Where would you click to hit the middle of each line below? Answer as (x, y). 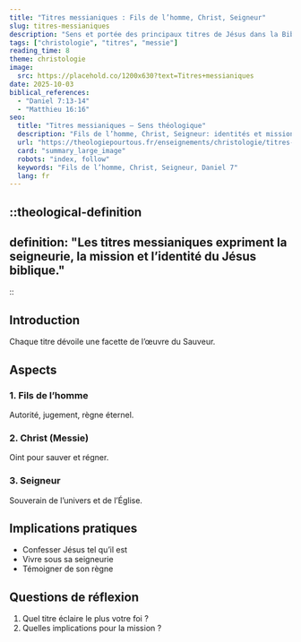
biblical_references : (50, 92)
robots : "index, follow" (64, 159)
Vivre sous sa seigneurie (68, 560)
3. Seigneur (35, 481)
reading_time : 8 (39, 51)
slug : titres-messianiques (60, 26)
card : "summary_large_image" (72, 150)
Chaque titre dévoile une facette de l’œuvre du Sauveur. (112, 342)
